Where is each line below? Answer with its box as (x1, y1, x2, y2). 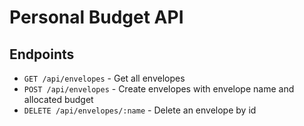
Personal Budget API (9, 6, 184, 29)
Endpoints (9, 46, 75, 63)
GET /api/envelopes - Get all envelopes (23, 72, 186, 84)
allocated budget (23, 94, 94, 105)
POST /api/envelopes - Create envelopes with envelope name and (23, 83, 295, 95)
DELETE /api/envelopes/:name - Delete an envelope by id (23, 104, 257, 116)
